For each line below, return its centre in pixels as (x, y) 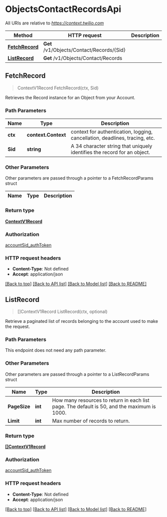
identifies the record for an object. (111, 152)
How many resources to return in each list (101, 400)
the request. (18, 327)
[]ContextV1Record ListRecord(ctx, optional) (62, 312)
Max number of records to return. (91, 421)
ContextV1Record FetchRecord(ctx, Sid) (58, 88)
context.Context (46, 135)
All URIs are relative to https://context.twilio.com (55, 23)
